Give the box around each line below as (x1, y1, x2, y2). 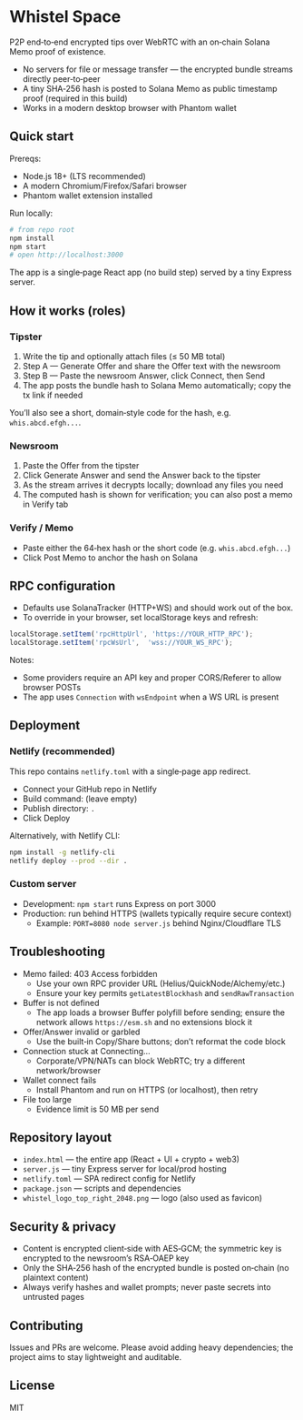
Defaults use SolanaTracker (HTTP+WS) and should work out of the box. (22, 602, 294, 613)
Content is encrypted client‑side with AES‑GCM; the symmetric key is (22, 1244, 282, 1254)
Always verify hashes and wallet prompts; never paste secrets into (22, 1282, 271, 1293)
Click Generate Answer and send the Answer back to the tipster (22, 470, 261, 481)
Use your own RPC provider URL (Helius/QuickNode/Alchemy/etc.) (35, 978, 286, 989)
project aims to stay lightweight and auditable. (9, 1352, 182, 1363)
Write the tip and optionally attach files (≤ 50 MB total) (22, 350, 226, 361)
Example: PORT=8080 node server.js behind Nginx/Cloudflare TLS (35, 917, 281, 929)
